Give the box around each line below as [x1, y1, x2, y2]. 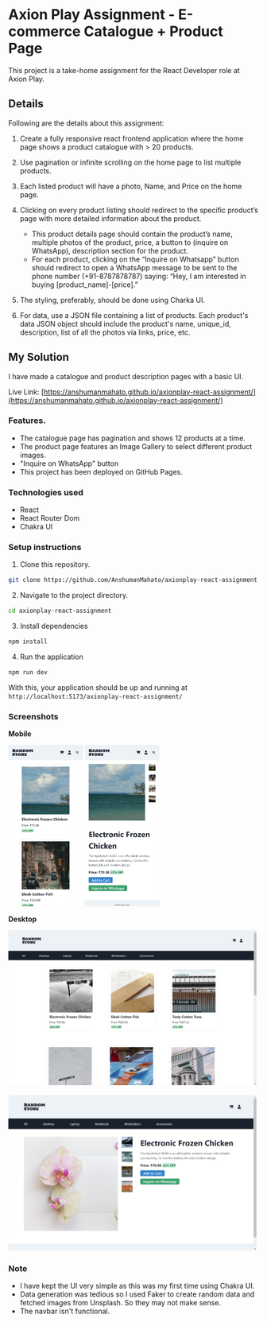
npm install [8, 638, 48, 645]
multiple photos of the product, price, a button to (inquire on [31, 237, 229, 247]
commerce [8, 22, 81, 41]
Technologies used [8, 487, 83, 498]
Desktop [8, 914, 37, 924]
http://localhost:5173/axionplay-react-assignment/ [8, 692, 183, 700]
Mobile [8, 729, 32, 739]
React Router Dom [19, 514, 80, 523]
